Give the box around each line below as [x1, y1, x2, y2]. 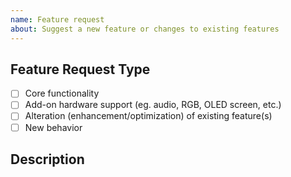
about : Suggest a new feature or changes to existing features [10, 24, 280, 34]
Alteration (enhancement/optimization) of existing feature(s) [24, 110, 273, 122]
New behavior [24, 121, 83, 133]
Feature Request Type [10, 61, 151, 78]
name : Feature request [10, 14, 105, 25]
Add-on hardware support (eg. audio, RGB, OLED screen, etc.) [24, 99, 282, 111]
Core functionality [24, 87, 100, 100]
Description [10, 151, 85, 168]
